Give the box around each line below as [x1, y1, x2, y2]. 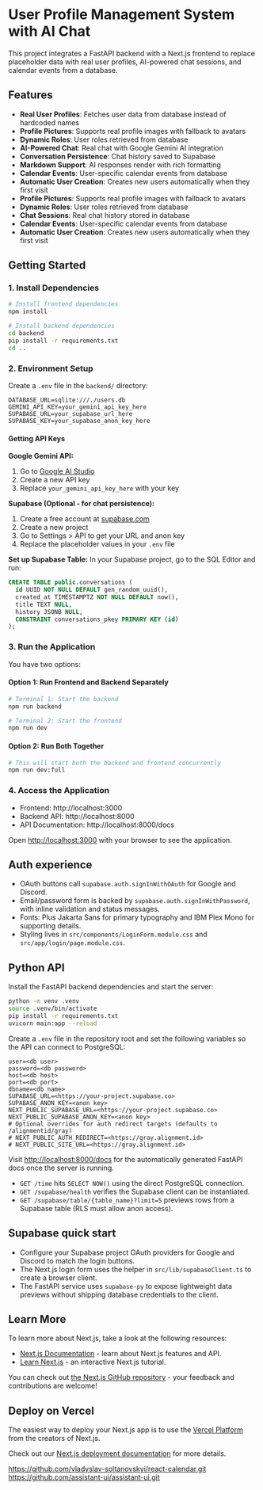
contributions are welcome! [8, 1381, 97, 1391]
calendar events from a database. [8, 65, 118, 74]
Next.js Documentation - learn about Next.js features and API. [19, 1349, 222, 1359]
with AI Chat [8, 22, 91, 40]
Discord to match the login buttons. [19, 1256, 135, 1265]
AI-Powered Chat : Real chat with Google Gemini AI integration [19, 143, 224, 152]
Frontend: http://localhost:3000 [19, 802, 123, 813]
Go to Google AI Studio [19, 467, 95, 476]
